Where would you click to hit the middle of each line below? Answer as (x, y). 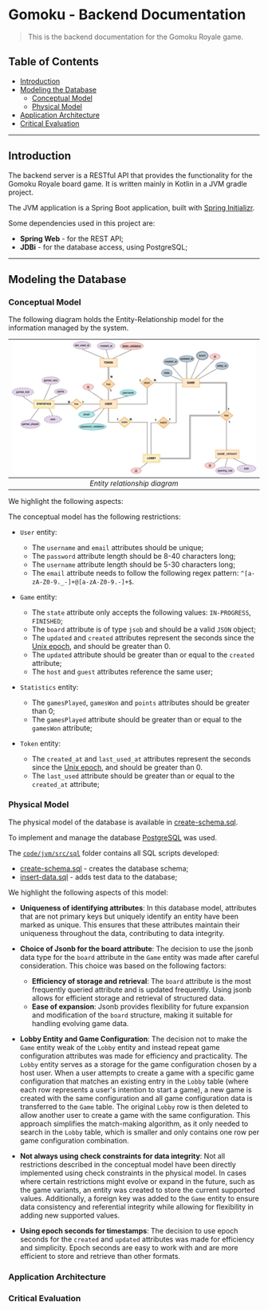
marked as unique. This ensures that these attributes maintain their (130, 924)
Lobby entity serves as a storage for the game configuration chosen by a (138, 1064)
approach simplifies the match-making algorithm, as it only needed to (134, 1123)
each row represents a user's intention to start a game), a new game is (136, 1089)
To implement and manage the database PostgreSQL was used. (113, 837)
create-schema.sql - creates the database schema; (104, 868)
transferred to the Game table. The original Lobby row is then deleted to (134, 1107)
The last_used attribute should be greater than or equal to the (133, 776)
